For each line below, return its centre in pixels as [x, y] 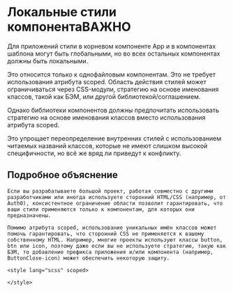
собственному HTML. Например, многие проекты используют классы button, [115, 240]
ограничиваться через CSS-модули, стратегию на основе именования [113, 89]
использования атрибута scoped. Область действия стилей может [107, 81]
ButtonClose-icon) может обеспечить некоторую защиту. [89, 258]
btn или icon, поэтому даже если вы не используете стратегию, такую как [117, 246]
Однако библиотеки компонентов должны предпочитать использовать [113, 110]
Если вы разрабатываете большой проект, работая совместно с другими [111, 191]
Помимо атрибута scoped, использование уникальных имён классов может [112, 228]
